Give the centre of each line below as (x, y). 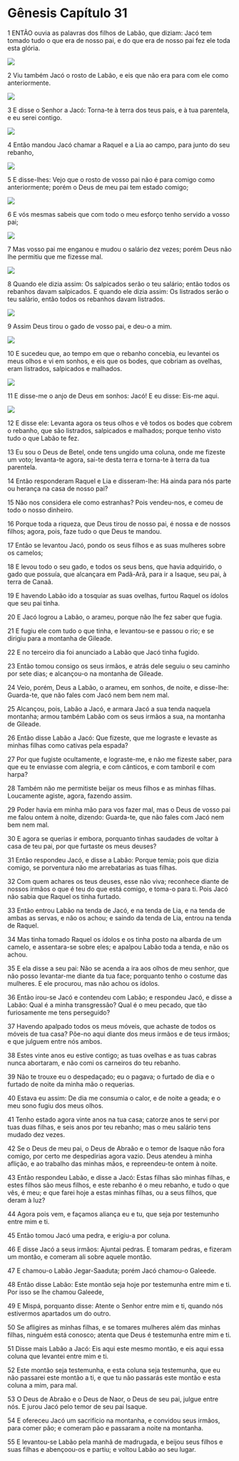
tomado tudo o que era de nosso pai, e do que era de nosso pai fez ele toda (119, 40)
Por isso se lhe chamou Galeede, (56, 1292)
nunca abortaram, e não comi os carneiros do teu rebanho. (94, 1063)
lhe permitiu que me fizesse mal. (55, 256)
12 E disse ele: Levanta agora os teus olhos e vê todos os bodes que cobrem (120, 423)
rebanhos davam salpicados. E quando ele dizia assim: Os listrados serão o (118, 291)
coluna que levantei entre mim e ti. (58, 1356)
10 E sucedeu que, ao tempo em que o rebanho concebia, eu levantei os (113, 353)
